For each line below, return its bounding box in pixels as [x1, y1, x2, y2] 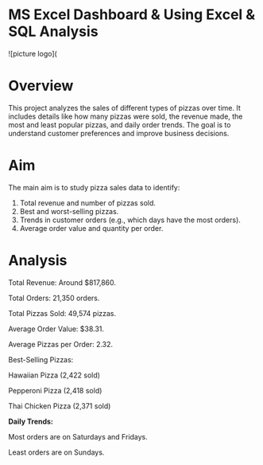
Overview [8, 77, 74, 95]
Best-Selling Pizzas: [8, 354, 74, 364]
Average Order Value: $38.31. [8, 324, 105, 334]
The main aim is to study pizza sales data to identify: [8, 182, 180, 192]
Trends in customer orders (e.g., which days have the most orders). [19, 215, 241, 225]
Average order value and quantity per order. [19, 223, 164, 232]
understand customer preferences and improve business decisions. [8, 128, 230, 138]
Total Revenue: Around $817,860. [8, 277, 117, 287]
